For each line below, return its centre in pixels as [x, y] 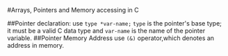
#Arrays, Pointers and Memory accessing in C [73, 10]
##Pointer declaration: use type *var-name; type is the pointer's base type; [115, 23]
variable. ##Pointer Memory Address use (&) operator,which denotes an [111, 38]
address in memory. [36, 45]
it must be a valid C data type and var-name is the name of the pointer [106, 31]
